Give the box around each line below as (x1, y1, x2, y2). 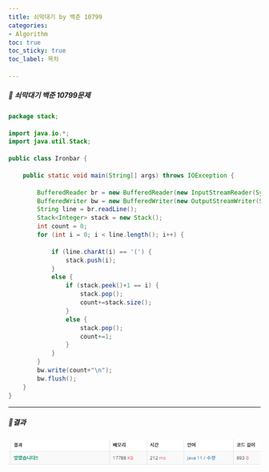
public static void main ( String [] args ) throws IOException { (22, 171, 235, 180)
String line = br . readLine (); (37, 205, 138, 214)
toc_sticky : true (8, 47, 66, 55)
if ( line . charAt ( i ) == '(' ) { (50, 247, 152, 256)
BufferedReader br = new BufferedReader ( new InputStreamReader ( (37, 189, 256, 197)
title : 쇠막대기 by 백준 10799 (8, 13, 102, 21)
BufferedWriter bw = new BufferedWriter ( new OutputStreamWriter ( (37, 197, 260, 205)
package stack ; (8, 112, 59, 120)
